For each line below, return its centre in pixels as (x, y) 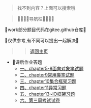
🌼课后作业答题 (27, 62)
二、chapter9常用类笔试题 (47, 75)
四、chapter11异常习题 (43, 88)
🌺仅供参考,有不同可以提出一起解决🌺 (42, 40)
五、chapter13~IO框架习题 (47, 94)
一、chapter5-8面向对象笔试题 (52, 69)
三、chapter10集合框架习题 (48, 81)
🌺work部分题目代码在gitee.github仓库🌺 (45, 30)
